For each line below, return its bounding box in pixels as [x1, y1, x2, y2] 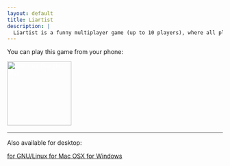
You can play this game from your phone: [7, 48, 124, 56]
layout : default [7, 10, 53, 17]
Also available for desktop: [7, 139, 82, 147]
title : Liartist [7, 16, 53, 23]
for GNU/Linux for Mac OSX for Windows [7, 152, 123, 161]
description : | [7, 23, 51, 29]
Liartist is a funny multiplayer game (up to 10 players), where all [13, 29, 216, 36]
